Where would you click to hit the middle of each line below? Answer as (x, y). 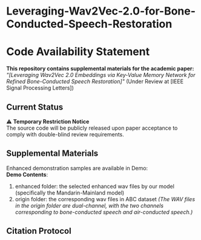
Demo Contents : (27, 175)
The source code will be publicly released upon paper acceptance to (92, 128)
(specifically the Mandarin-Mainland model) (70, 193)
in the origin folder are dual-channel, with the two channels (89, 205)
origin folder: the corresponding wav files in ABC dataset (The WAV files (105, 199)
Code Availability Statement (78, 52)
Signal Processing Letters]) (40, 88)
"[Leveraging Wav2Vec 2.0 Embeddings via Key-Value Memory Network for (101, 75)
